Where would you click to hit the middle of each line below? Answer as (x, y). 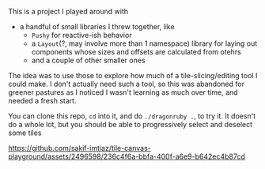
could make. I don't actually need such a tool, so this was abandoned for (127, 84)
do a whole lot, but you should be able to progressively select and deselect (131, 124)
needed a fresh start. (42, 101)
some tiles (25, 133)
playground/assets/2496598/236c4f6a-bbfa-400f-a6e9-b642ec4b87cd (127, 156)
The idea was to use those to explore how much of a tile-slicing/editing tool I (133, 75)
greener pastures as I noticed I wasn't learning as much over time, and (123, 92)
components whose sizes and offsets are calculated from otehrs (136, 52)
